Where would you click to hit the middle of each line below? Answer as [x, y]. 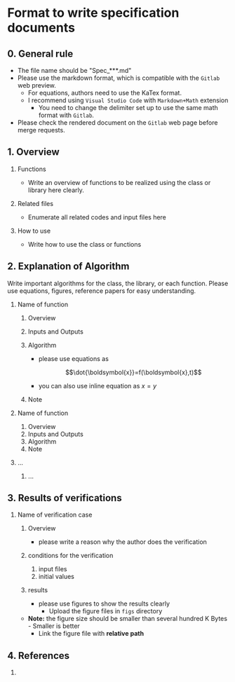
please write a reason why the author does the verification [122, 542]
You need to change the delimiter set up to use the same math [128, 108]
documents [41, 28]
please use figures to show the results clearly [104, 603]
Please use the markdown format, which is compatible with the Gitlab [119, 78]
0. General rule [40, 54]
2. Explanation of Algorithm [68, 267]
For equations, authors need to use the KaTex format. [105, 93]
